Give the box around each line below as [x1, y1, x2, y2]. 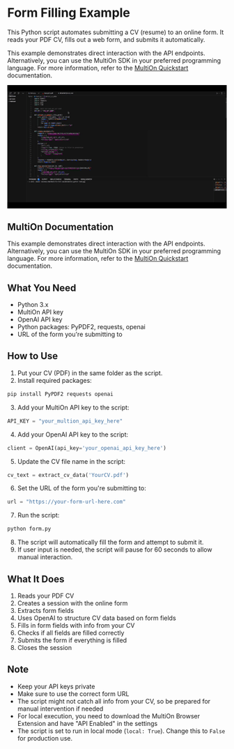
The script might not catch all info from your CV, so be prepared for [17, 697, 211, 705]
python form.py [7, 525, 52, 533]
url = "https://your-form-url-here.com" [7, 499, 127, 506]
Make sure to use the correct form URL [17, 689, 130, 698]
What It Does [7, 573, 65, 585]
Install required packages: [17, 376, 92, 384]
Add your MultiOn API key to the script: [17, 403, 130, 411]
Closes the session [17, 643, 72, 651]
